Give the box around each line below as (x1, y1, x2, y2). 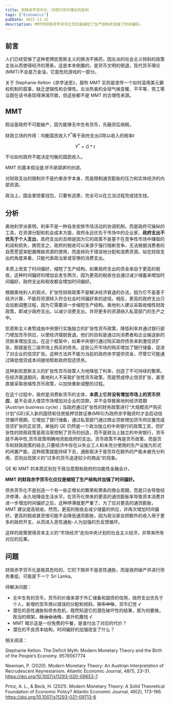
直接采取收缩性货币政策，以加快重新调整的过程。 (5, 381, 107, 386)
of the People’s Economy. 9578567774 (5, 653, 86, 659)
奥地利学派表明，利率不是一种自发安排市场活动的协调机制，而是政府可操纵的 (5, 223, 165, 229)
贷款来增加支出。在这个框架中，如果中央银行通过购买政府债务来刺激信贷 (5, 338, 156, 344)
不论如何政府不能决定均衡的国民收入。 (5, 154, 85, 160)
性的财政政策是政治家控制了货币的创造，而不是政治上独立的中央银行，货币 (9, 429, 165, 435)
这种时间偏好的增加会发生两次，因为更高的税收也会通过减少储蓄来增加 (14, 272, 160, 278)
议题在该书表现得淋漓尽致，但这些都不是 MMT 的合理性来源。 (5, 92, 134, 98)
